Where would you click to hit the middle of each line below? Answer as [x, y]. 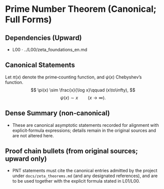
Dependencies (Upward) [44, 38]
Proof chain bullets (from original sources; [72, 151]
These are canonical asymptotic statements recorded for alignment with [85, 125]
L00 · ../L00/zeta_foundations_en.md [50, 50]
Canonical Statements [40, 65]
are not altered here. [33, 135]
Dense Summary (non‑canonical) [58, 113]
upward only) [26, 159]
